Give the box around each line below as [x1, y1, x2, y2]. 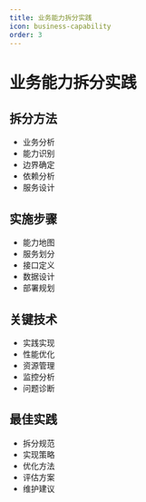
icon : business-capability [9, 22, 112, 31]
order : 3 [9, 30, 43, 39]
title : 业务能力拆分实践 [9, 13, 92, 23]
